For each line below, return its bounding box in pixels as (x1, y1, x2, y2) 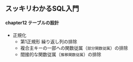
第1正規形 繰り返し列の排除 (20, 38, 77, 45)
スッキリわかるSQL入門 (5, 4, 79, 13)
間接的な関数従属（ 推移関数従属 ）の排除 (20, 51, 101, 57)
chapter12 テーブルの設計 (5, 19, 60, 26)
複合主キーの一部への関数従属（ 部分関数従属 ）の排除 (20, 45, 128, 51)
